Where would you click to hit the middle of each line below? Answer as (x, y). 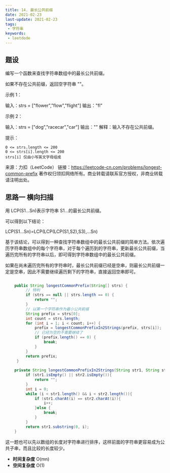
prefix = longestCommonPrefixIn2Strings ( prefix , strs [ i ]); (98, 328)
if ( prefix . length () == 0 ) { (65, 337)
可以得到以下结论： (25, 221)
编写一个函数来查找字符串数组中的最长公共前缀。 (56, 73)
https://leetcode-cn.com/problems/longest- (117, 167)
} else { (43, 408)
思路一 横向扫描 (29, 197)
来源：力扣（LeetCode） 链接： (38, 167)
